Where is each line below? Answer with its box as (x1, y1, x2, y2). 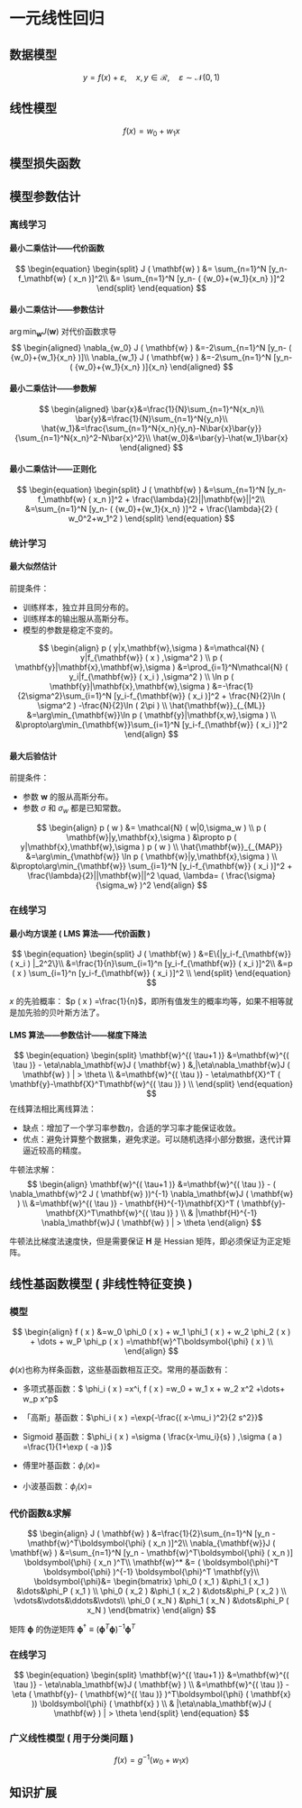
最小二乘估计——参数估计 (9, 304, 105, 315)
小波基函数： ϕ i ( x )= (22, 1480, 93, 1493)
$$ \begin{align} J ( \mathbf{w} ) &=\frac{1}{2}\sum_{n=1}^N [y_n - (26, 1528, 277, 1539)
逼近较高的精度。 (22, 1146, 87, 1156)
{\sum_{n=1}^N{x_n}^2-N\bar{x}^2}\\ (14, 432, 151, 443)
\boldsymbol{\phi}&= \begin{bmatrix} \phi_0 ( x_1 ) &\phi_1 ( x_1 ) (33, 1575, 270, 1586)
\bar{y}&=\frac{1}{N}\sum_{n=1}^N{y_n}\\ (75, 413, 228, 424)
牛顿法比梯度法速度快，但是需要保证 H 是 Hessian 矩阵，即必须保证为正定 (9, 1236, 284, 1246)
